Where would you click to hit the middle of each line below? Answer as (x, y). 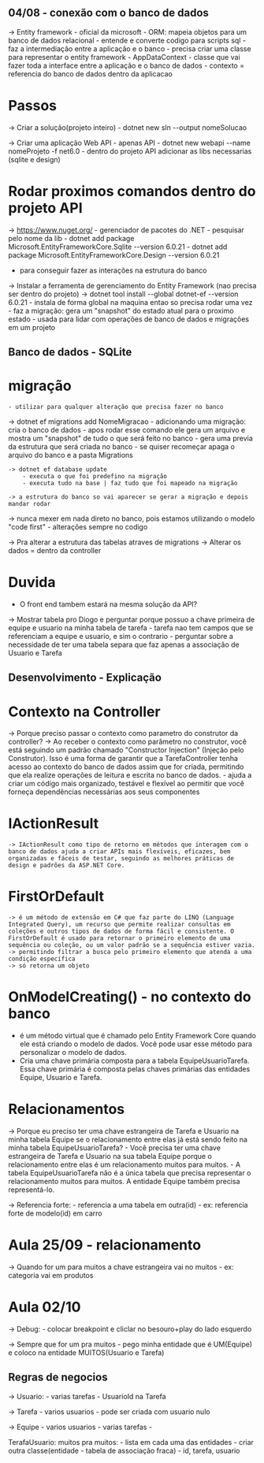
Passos (33, 106)
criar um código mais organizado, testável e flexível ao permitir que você (126, 784)
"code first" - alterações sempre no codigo (78, 527)
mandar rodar (30, 504)
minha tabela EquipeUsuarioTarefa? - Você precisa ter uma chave (114, 1148)
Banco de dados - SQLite (70, 353)
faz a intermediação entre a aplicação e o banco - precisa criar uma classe (130, 48)
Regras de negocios (58, 1378)
